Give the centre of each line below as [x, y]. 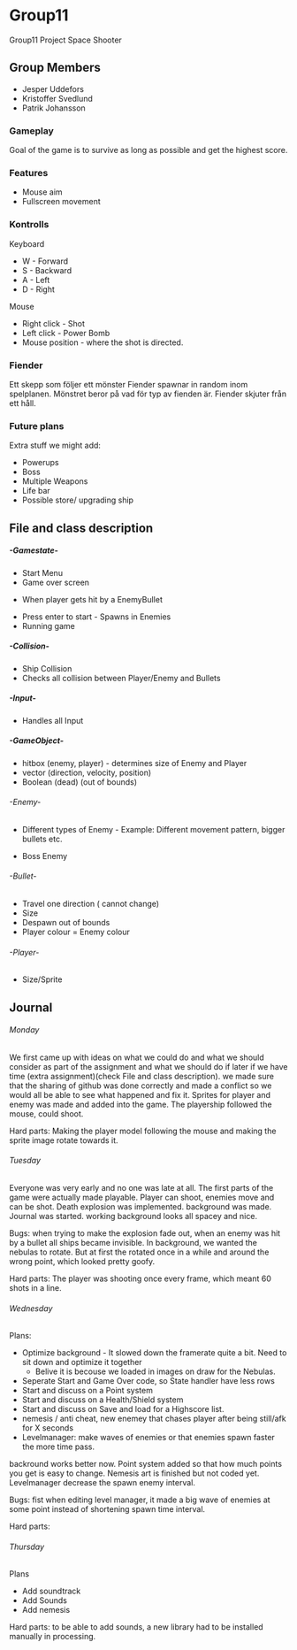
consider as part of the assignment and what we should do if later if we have [149, 1066]
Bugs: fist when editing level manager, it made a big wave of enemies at [140, 1500]
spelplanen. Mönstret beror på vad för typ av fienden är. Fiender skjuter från [148, 394]
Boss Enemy [45, 856]
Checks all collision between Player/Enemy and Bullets [121, 678]
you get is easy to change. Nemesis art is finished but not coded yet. [134, 1473]
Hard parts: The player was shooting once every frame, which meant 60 [141, 1278]
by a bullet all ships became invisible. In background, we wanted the [133, 1242]
